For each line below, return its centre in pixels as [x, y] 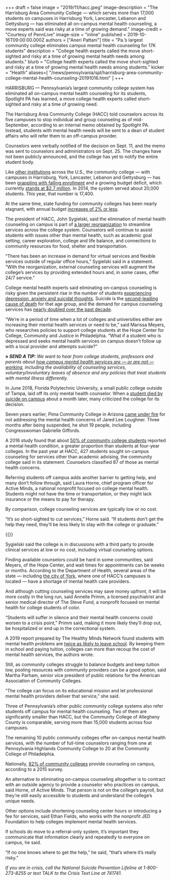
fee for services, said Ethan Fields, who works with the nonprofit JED [78, 816]
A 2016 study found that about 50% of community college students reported [86, 440]
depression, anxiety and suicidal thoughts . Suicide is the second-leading [82, 298]
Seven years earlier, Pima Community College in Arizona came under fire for [86, 414]
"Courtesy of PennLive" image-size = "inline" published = [66, 35]
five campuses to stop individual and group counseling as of [69, 119]
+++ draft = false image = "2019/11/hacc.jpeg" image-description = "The [82, 7]
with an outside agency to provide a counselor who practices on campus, [82, 785]
